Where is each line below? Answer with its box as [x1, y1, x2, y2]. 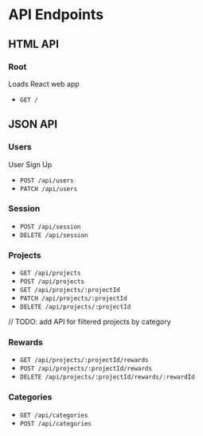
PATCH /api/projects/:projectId [19, 294, 127, 303]
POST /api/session [19, 223, 81, 231]
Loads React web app [8, 79, 80, 88]
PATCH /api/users [19, 185, 78, 193]
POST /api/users [19, 177, 74, 185]
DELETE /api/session [19, 231, 88, 239]
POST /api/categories [19, 419, 92, 427]
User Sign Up [8, 159, 53, 169]
